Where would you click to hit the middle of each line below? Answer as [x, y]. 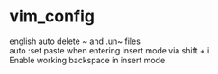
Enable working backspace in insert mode [87, 60]
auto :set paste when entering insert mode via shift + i [109, 50]
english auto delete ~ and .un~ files [75, 41]
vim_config [52, 16]
